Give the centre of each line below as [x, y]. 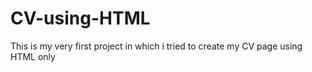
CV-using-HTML [80, 18]
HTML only [33, 56]
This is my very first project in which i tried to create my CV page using [156, 46]
